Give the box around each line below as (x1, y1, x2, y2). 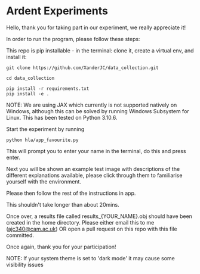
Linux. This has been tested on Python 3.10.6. (6, 114, 118, 121)
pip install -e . (6, 91, 50, 96)
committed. (6, 231, 35, 239)
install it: (6, 53, 27, 60)
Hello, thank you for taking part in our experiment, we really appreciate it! (6, 24, 186, 31)
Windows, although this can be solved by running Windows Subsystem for (6, 107, 189, 114)
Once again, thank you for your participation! (6, 243, 116, 250)
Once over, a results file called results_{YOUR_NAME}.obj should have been (6, 213, 193, 220)
